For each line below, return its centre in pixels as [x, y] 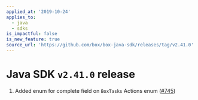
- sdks [20, 28]
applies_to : [21, 17]
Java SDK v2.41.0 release [71, 74]
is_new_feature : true [33, 39]
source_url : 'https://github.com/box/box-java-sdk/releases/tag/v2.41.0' [100, 45]
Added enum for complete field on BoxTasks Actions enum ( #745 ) [95, 90]
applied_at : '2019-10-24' [38, 12]
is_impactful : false [32, 34]
